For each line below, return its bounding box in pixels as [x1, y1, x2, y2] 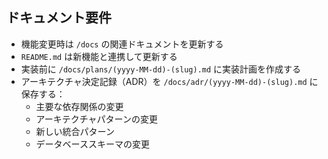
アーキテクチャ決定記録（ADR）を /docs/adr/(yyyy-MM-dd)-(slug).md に [20, 75, 319, 87]
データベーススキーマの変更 [35, 138, 150, 150]
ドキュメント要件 [6, 9, 112, 27]
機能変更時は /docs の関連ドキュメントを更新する [20, 38, 224, 50]
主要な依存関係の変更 [35, 100, 124, 112]
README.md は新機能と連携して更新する [20, 50, 178, 62]
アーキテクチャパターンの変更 [35, 113, 158, 125]
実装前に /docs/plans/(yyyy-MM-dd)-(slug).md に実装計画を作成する [20, 63, 302, 75]
